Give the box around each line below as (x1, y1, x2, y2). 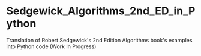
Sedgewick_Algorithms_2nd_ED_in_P (6, 4, 196, 18)
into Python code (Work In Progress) (6, 43, 97, 50)
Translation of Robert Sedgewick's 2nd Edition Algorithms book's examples (6, 36, 193, 43)
